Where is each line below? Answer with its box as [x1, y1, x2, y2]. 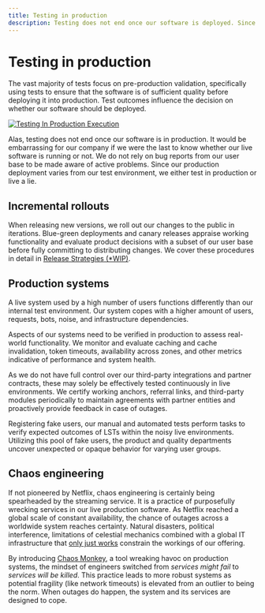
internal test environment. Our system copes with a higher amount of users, [8, 306, 254, 316]
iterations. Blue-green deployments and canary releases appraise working [8, 229, 249, 238]
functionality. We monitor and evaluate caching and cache [28, 338, 218, 348]
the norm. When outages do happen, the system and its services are [8, 587, 231, 596]
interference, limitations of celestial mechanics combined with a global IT [8, 529, 246, 539]
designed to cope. [8, 595, 67, 604]
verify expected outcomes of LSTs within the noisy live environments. [8, 428, 234, 437]
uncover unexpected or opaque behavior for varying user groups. [8, 444, 222, 454]
